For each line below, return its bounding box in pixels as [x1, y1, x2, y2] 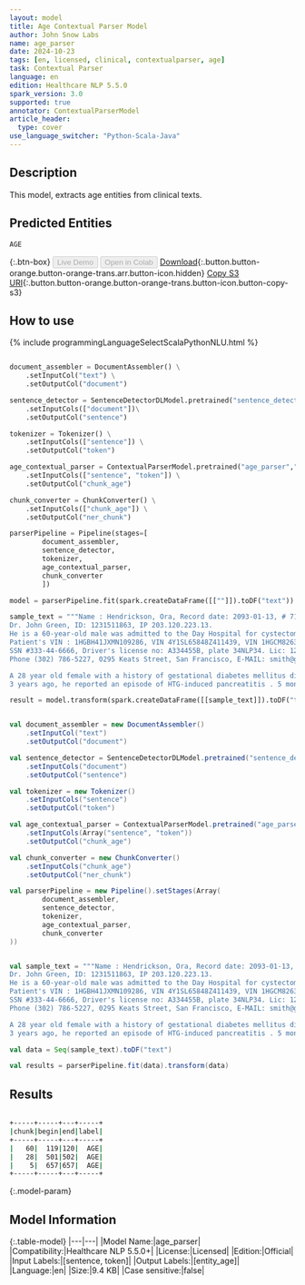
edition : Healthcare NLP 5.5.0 [9, 81, 128, 90]
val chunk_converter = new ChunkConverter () [9, 853, 181, 863]
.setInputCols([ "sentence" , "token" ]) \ [25, 471, 181, 480]
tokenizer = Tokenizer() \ [9, 429, 112, 439]
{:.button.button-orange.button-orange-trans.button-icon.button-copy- [22, 277, 289, 288]
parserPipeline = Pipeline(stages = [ [9, 529, 148, 539]
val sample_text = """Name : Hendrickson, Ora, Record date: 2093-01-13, [9, 962, 295, 971]
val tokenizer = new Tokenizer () [9, 786, 136, 796]
